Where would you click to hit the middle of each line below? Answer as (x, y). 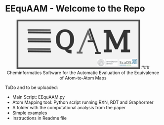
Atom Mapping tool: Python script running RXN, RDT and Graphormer (83, 102)
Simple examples (30, 113)
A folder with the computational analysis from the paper (69, 107)
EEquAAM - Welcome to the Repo (75, 9)
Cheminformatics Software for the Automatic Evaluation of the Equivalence (83, 73)
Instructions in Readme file (39, 118)
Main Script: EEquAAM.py (39, 97)
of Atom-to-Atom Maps (83, 78)
